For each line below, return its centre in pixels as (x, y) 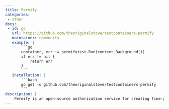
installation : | (29, 75)
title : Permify (21, 10)
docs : (11, 24)
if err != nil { (38, 57)
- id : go (17, 29)
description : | (21, 94)
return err (41, 61)
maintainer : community (35, 38)
